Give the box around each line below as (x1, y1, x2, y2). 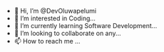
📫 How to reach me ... (14, 37, 81, 45)
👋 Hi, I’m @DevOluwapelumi (14, 7, 97, 15)
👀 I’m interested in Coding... (14, 14, 96, 22)
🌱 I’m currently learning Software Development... (14, 22, 158, 30)
